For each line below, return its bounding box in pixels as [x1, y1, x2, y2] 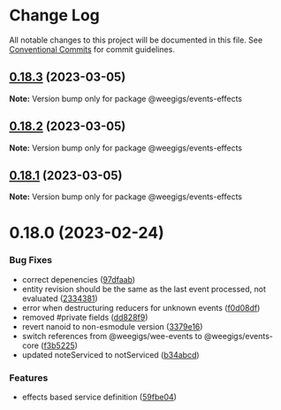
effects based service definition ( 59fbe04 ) [21, 391, 177, 403]
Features [9, 371, 49, 383]
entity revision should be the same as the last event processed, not [21, 283, 267, 294]
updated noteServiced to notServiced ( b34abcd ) [21, 349, 201, 360]
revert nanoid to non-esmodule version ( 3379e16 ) [21, 321, 203, 332]
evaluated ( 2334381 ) [21, 293, 99, 304]
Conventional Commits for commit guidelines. [9, 43, 175, 54]
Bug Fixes [9, 254, 53, 267]
